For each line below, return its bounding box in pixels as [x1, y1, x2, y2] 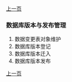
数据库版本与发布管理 [6, 21, 66, 29]
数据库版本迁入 [14, 50, 51, 57]
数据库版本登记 [14, 43, 51, 50]
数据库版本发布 [14, 57, 51, 64]
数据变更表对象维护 [14, 36, 61, 43]
